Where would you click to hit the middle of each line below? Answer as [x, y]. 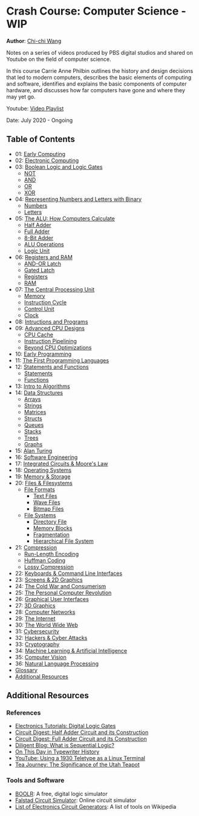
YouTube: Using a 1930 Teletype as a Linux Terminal [80, 758]
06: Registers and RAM [44, 257]
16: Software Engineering [46, 457]
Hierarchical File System [63, 541]
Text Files [45, 495]
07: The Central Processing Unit [55, 289]
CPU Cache [38, 335]
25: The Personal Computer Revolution [63, 593]
